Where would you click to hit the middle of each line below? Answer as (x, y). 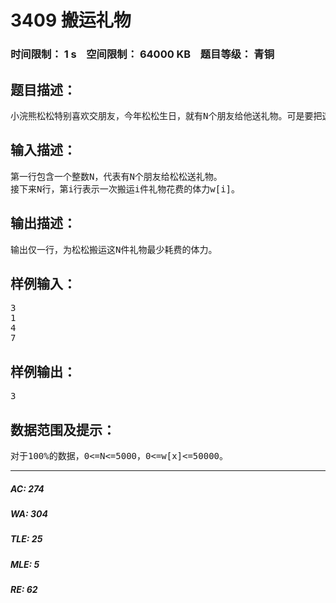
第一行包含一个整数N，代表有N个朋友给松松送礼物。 (116, 176)
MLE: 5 (25, 564)
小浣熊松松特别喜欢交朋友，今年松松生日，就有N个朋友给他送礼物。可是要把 (166, 115)
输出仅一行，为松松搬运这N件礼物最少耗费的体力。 (114, 249)
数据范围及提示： (63, 429)
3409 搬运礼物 (71, 20)
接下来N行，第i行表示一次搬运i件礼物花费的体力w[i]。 (125, 189)
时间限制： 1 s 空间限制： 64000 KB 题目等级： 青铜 (142, 54)
